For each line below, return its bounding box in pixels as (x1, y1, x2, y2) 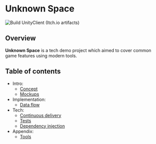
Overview (5, 34, 36, 42)
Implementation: (12, 96, 46, 102)
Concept (19, 85, 38, 91)
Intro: (12, 80, 23, 86)
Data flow (19, 101, 40, 107)
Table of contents (5, 67, 61, 75)
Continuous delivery (19, 112, 61, 118)
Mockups (19, 91, 39, 97)
